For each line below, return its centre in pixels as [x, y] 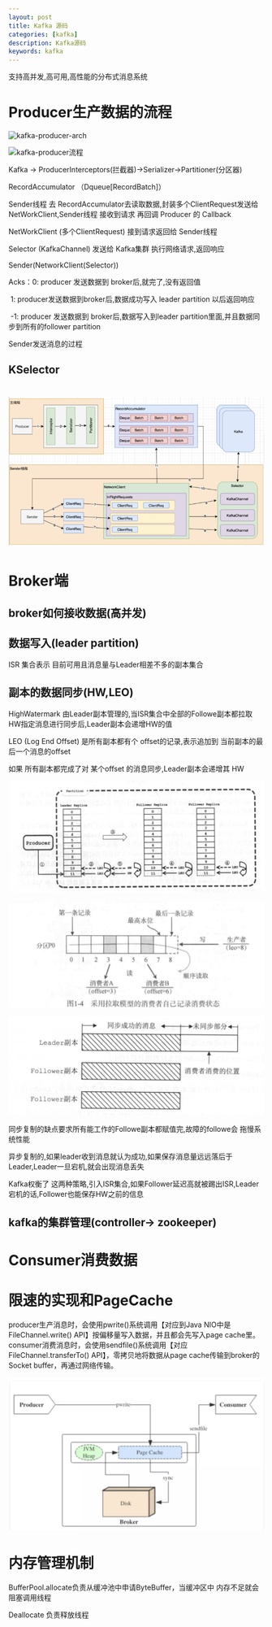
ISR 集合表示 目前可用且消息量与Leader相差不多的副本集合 [106, 664]
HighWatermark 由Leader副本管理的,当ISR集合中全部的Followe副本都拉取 [131, 713]
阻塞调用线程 [30, 1597]
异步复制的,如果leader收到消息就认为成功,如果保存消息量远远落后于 [121, 1157]
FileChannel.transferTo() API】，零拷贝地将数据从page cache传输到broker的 [134, 1355]
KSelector [34, 370]
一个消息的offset [43, 751]
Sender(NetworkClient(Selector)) [64, 265]
